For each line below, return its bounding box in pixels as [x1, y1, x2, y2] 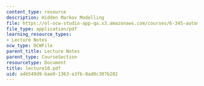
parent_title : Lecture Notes [6, 48, 80, 55]
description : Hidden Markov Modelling [6, 15, 104, 21]
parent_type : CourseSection [6, 54, 78, 60]
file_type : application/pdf [6, 25, 78, 32]
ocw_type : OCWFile [6, 43, 53, 49]
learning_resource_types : [6, 31, 72, 38]
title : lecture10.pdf [6, 65, 61, 71]
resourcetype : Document [6, 59, 67, 65]
